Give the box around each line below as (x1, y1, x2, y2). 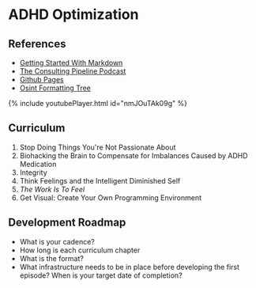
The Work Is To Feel (19, 184, 85, 194)
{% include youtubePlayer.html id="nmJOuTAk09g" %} (8, 99, 188, 108)
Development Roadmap (8, 216, 126, 229)
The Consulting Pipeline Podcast (19, 66, 126, 76)
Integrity (19, 168, 47, 177)
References (8, 37, 66, 51)
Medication (19, 159, 57, 169)
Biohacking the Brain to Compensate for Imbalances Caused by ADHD (19, 150, 248, 160)
